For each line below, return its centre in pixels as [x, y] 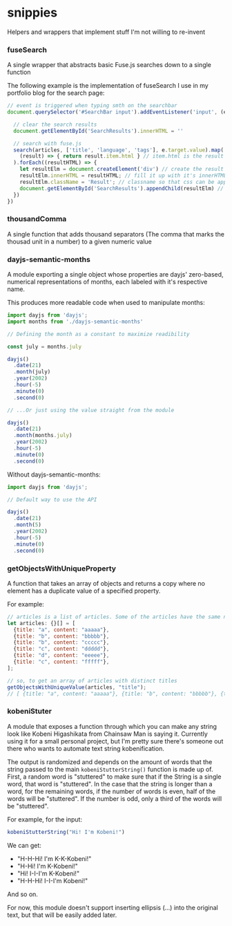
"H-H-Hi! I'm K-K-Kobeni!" [54, 858]
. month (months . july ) [43, 436]
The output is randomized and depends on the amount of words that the [110, 761]
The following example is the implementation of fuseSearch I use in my [108, 86]
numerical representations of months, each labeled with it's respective [107, 282]
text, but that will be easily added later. [62, 915]
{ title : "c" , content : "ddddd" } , [61, 649]
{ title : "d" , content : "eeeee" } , [61, 656]
